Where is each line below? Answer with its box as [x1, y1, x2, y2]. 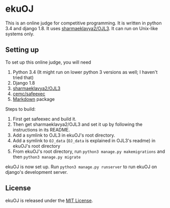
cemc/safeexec [12, 90, 45, 97]
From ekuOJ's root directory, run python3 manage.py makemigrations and [12, 148, 165, 154]
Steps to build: [5, 106, 36, 112]
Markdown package [12, 96, 55, 102]
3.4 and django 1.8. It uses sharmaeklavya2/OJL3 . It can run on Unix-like [5, 25, 158, 31]
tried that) [12, 74, 34, 81]
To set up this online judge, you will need [5, 59, 91, 65]
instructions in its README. [12, 126, 70, 133]
